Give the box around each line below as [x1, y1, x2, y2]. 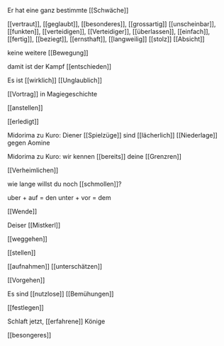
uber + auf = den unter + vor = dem [7, 194, 111, 201]
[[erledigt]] [7, 117, 39, 125]
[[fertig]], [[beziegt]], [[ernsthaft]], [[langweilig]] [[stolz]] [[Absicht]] [7, 35, 205, 43]
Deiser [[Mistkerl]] [7, 221, 61, 229]
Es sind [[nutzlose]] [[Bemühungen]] [7, 290, 114, 298]
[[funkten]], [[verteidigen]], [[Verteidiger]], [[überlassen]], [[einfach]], [7, 28, 211, 35]
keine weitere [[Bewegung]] [7, 49, 89, 57]
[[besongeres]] [7, 331, 52, 339]
